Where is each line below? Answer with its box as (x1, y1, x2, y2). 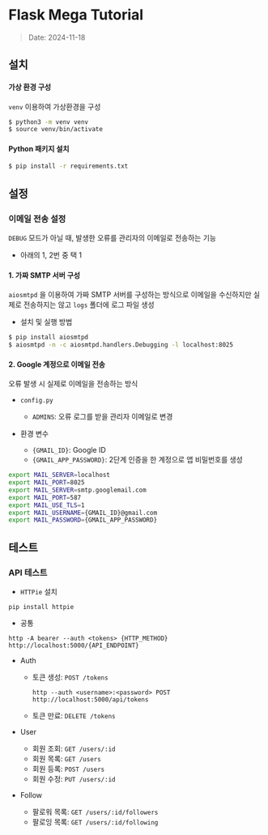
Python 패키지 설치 (8, 143, 70, 153)
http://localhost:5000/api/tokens (32, 696, 149, 704)
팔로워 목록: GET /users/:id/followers (32, 807, 159, 817)
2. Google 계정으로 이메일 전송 (8, 359, 105, 369)
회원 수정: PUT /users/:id (32, 774, 116, 784)
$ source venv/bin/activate (8, 126, 104, 134)
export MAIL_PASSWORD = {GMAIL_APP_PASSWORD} (8, 516, 158, 524)
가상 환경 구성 (8, 82, 51, 92)
